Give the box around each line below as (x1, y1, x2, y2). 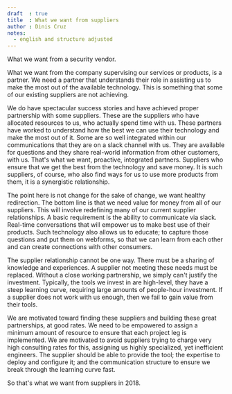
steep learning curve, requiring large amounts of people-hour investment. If (7, 286, 223, 294)
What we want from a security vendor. (7, 55, 116, 63)
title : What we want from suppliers (7, 17, 119, 24)
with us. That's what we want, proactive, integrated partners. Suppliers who (7, 155, 224, 164)
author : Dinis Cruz (7, 23, 67, 30)
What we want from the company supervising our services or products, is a (7, 69, 222, 77)
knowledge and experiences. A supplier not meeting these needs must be (7, 264, 218, 272)
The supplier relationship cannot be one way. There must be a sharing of (7, 256, 215, 264)
